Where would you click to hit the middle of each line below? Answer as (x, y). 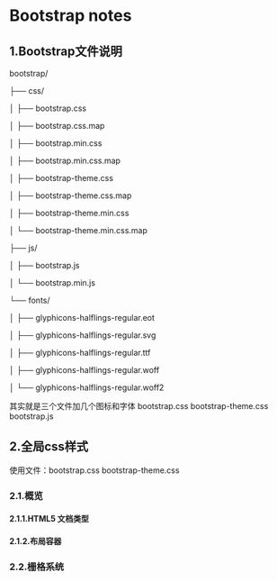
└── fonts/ (30, 300)
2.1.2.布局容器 (36, 540)
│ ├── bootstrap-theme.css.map (71, 195)
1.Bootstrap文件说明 (66, 51)
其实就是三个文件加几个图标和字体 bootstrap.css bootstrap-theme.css (139, 406)
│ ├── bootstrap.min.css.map (65, 160)
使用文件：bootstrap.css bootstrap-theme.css (94, 470)
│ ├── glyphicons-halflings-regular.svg (83, 335)
